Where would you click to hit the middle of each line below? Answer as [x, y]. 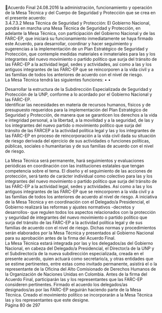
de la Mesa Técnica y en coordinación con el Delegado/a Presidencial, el [77, 202]
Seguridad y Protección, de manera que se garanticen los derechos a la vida [81, 115]
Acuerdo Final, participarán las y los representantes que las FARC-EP [74, 279]
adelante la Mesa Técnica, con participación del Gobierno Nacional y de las [80, 33]
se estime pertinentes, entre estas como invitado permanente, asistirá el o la [81, 264]
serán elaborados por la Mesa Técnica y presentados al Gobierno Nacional [79, 233]
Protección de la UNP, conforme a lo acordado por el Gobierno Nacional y [79, 94]
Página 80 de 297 [22, 305]
